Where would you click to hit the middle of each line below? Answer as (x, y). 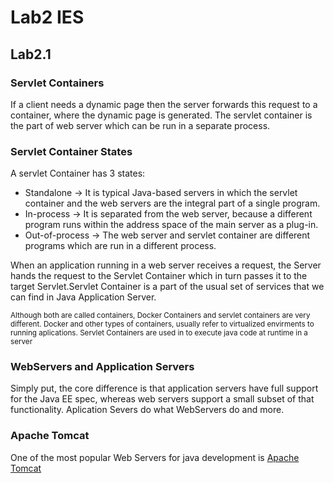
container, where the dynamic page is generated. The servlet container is (161, 115)
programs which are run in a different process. (120, 246)
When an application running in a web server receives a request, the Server (166, 265)
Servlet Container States (71, 151)
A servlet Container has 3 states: (78, 173)
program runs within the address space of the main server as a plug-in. (171, 225)
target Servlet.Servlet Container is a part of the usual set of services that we (167, 287)
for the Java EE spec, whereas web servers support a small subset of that (162, 399)
